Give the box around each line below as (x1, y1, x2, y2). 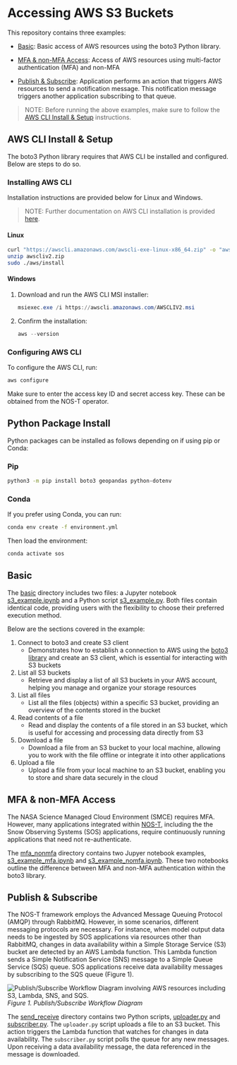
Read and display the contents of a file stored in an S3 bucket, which (28, 721, 228, 729)
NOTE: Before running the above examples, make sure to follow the (24, 105, 220, 114)
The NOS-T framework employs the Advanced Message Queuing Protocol (7, 910, 223, 919)
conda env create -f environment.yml (7, 524, 119, 531)
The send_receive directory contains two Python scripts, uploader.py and (7, 1013, 221, 1021)
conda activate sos (7, 550, 65, 558)
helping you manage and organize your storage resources (28, 683, 197, 692)
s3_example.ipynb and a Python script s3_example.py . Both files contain (7, 596, 217, 604)
